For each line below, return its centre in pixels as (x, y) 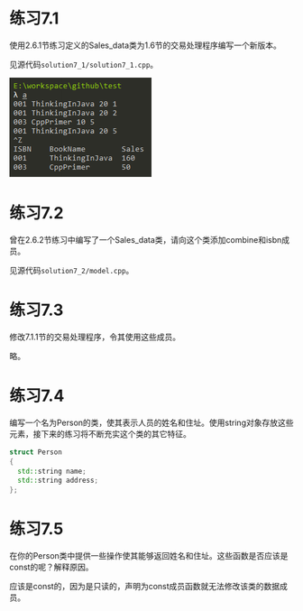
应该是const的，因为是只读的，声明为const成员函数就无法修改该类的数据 (145, 587)
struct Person (36, 452)
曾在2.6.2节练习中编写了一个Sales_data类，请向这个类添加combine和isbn (146, 239)
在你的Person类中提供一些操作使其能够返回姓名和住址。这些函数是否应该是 (149, 556)
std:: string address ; (58, 481)
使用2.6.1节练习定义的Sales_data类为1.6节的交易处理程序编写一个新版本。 (146, 45)
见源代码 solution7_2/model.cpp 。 (72, 270)
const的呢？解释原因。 (51, 567)
